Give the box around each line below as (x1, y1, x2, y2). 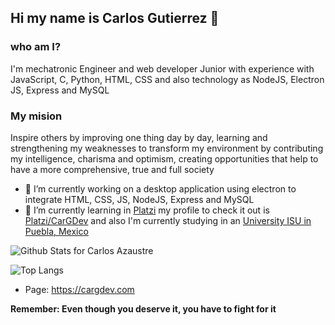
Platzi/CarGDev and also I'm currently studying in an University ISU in (24, 214, 312, 226)
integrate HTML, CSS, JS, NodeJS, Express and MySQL (24, 193, 255, 205)
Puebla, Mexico (24, 225, 89, 237)
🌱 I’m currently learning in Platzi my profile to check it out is (24, 204, 270, 216)
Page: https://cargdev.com (24, 283, 135, 295)
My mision (10, 109, 63, 123)
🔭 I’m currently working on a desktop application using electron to (24, 182, 297, 195)
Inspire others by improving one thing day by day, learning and (10, 131, 268, 143)
